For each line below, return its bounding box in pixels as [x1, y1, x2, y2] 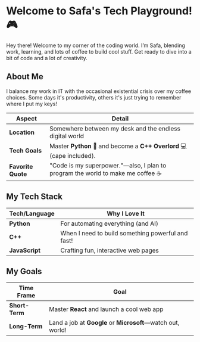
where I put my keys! [6, 100, 58, 107]
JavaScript [9, 246, 40, 254]
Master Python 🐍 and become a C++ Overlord [49, 142, 180, 150]
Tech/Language [9, 209, 55, 217]
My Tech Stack [6, 192, 62, 202]
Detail [111, 114, 129, 123]
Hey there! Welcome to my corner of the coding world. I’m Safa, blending [6, 42, 186, 49]
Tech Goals [9, 147, 42, 155]
